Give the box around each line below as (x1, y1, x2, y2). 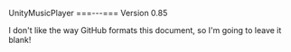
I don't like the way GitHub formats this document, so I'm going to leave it (8, 25, 282, 35)
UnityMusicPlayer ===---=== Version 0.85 (8, 8, 168, 18)
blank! (8, 35, 32, 45)
